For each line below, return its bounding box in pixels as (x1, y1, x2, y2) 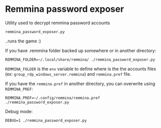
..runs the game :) (5, 38, 41, 44)
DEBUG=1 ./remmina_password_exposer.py (5, 118, 87, 123)
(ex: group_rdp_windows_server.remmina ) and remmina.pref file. (5, 71, 131, 77)
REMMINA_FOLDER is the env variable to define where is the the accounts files (5, 66, 156, 72)
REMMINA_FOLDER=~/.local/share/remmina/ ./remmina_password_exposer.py (5, 57, 155, 62)
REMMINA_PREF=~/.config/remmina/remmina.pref (5, 95, 100, 100)
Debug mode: (5, 108, 33, 114)
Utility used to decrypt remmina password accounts (5, 20, 110, 26)
